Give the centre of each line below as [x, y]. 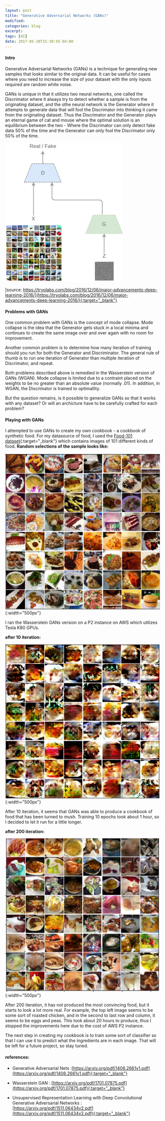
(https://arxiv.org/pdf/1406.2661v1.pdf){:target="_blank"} [70, 1073]
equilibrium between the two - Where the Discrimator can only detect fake [80, 125]
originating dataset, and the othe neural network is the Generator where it [80, 105]
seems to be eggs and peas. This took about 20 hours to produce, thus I [78, 1021]
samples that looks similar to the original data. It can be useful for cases [78, 74]
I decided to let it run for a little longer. [44, 822]
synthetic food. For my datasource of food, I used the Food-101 [69, 436]
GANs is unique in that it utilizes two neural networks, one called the [74, 94]
